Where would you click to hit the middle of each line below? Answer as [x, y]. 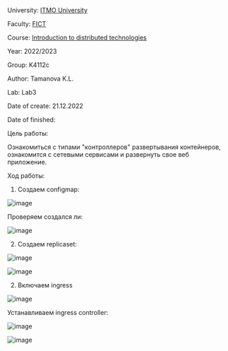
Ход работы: [26, 175]
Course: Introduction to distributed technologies [77, 37]
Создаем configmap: [48, 189]
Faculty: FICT [27, 24]
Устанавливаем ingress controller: [58, 313]
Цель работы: [28, 133]
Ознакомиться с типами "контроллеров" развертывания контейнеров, [114, 147]
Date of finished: [31, 120]
